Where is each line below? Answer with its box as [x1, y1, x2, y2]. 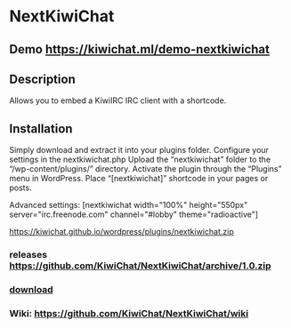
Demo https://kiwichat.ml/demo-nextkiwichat [9, 42, 270, 57]
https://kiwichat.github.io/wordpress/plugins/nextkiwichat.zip [9, 227, 234, 237]
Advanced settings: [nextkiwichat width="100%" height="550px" [9, 200, 248, 211]
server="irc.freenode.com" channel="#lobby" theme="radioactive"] [9, 209, 259, 220]
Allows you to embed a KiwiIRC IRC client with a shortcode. [9, 95, 227, 106]
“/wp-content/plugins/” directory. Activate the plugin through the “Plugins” [9, 164, 282, 174]
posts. [9, 182, 33, 193]
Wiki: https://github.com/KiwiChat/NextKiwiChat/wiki [9, 307, 249, 319]
